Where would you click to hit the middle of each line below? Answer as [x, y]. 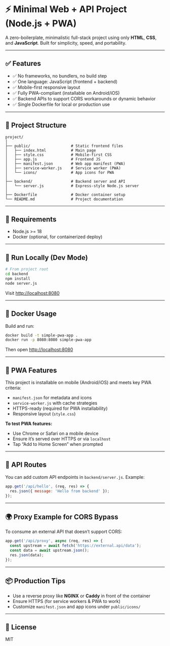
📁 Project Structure [36, 125]
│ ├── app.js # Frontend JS [53, 159]
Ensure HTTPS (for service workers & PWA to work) [66, 601]
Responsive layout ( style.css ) [44, 414]
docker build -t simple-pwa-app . [42, 335]
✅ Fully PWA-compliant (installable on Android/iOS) [66, 93]
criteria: [13, 388]
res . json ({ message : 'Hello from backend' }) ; [60, 491]
